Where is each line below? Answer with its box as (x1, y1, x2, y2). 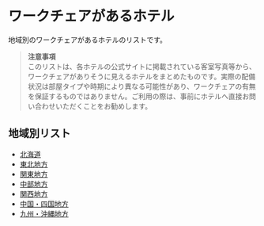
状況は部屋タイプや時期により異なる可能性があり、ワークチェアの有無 (27, 81, 256, 91)
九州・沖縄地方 (19, 209, 69, 218)
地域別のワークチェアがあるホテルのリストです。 (8, 35, 168, 44)
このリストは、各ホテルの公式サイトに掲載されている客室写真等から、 (27, 61, 257, 71)
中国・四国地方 (19, 199, 69, 209)
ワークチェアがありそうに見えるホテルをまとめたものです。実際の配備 (27, 71, 255, 81)
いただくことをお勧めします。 (55, 101, 153, 111)
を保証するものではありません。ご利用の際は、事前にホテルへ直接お (27, 91, 250, 101)
